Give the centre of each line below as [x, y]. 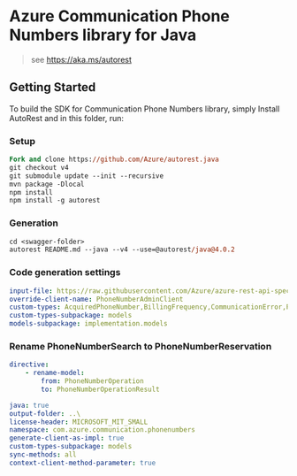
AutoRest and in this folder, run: [66, 118]
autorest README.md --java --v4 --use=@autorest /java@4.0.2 [122, 250]
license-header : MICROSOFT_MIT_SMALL [79, 422]
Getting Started [53, 87]
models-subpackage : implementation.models [88, 324]
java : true [29, 405]
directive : [29, 365]
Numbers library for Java [103, 35]
